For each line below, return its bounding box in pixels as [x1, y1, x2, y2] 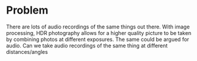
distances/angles [6, 48, 49, 55]
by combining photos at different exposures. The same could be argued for [6, 36, 189, 43]
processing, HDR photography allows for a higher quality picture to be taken [6, 29, 192, 36]
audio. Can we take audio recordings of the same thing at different [6, 42, 168, 49]
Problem [6, 4, 49, 17]
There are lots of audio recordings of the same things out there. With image [6, 23, 190, 30]
